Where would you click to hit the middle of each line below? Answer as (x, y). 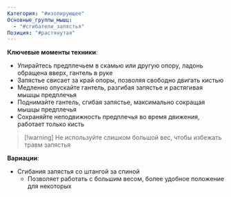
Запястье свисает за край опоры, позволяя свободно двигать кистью (120, 81)
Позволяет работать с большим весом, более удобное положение (126, 179)
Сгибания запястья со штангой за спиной (78, 172)
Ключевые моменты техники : (52, 52)
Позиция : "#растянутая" (41, 33)
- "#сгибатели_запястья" (49, 26)
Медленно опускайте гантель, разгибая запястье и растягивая (110, 87)
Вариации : (23, 158)
